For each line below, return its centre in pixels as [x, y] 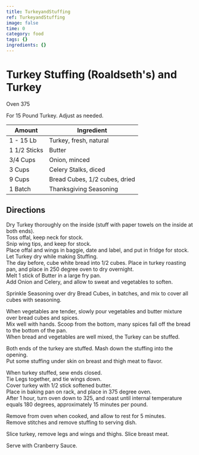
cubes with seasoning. [34, 300]
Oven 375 [18, 104]
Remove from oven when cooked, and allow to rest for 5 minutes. [86, 416]
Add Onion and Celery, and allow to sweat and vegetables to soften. [90, 282]
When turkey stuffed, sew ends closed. [54, 372]
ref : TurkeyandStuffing [36, 17]
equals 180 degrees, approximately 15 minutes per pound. [77, 404]
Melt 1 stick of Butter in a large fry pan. [54, 275]
